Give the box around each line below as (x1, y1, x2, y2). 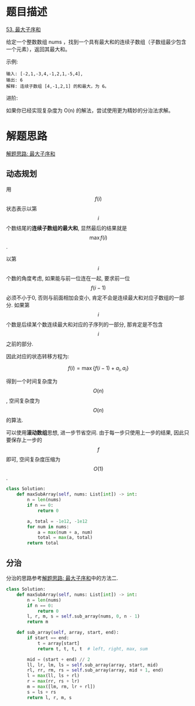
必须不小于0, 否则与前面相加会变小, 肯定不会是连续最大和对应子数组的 (6, 294, 175, 301)
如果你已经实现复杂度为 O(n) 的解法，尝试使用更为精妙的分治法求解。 (6, 107, 174, 114)
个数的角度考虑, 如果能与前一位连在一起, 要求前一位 (6, 274, 130, 281)
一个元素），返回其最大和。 (6, 45, 70, 53)
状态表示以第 (6, 205, 37, 212)
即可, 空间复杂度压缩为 (6, 456, 60, 463)
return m (27, 619, 49, 625)
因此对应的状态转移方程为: (6, 352, 70, 359)
